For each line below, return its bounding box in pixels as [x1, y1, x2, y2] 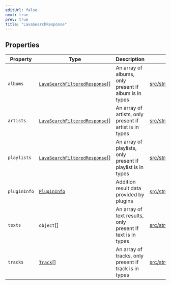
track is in [116, 265, 139, 272]
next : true [5, 12, 28, 17]
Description [116, 56, 145, 63]
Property [10, 56, 32, 63]
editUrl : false [5, 7, 38, 13]
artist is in [116, 123, 139, 131]
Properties [5, 40, 40, 49]
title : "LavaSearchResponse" [5, 21, 67, 27]
